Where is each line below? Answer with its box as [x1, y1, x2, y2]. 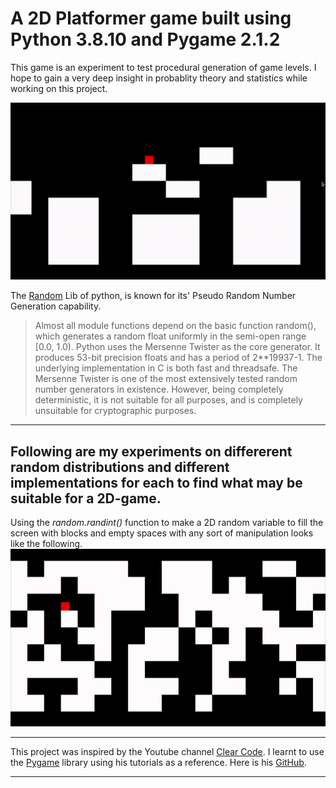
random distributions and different [10, 458, 230, 476]
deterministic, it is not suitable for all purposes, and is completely [34, 394, 303, 406]
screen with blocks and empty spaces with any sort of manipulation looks [10, 527, 314, 539]
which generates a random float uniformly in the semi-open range [34, 330, 307, 342]
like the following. [10, 538, 83, 550]
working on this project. [10, 82, 108, 94]
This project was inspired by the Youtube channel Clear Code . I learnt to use [10, 746, 325, 758]
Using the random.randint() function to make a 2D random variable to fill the [10, 517, 324, 529]
